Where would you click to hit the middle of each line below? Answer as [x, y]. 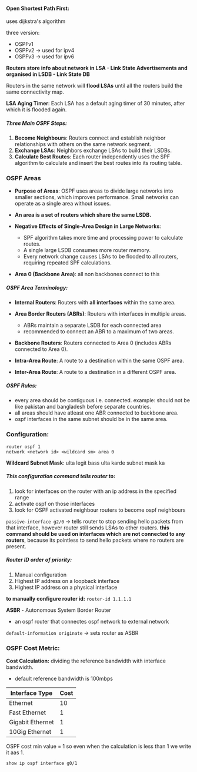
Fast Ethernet [27, 713]
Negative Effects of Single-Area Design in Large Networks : [88, 226]
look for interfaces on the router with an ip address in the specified [96, 491]
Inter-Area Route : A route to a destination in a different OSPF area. [95, 372]
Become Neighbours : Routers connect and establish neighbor [90, 138]
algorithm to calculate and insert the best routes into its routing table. [98, 163]
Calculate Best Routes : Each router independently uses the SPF [92, 157]
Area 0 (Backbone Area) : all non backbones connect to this [87, 274]
